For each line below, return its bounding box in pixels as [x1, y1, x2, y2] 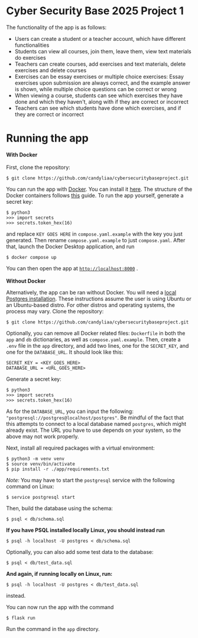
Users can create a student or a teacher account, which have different [14, 35, 186, 42]
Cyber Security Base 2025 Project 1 [6, 4, 184, 18]
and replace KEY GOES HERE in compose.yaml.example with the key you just [6, 230, 183, 238]
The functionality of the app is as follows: [6, 24, 107, 31]
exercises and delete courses [14, 66, 87, 73]
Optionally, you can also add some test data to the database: [6, 548, 154, 555]
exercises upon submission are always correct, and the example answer [14, 79, 191, 86]
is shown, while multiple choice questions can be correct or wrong [14, 85, 177, 92]
